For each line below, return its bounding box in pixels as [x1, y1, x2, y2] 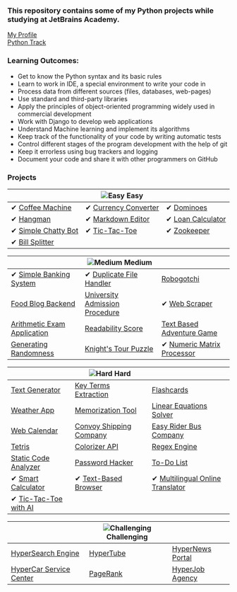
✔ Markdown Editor [85, 214, 150, 224]
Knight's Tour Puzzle [84, 343, 154, 353]
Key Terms [74, 380, 111, 390]
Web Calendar [11, 426, 59, 436]
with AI [11, 502, 34, 512]
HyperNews [171, 544, 212, 554]
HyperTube [89, 548, 126, 558]
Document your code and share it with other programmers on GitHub [17, 154, 219, 163]
